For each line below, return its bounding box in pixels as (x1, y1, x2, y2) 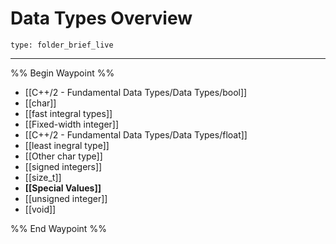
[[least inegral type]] (24, 139, 110, 151)
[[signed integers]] (24, 160, 103, 172)
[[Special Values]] (24, 182, 102, 194)
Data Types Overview (10, 7, 193, 30)
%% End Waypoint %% (10, 222, 107, 234)
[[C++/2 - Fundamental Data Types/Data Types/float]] (24, 128, 248, 141)
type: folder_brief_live (10, 40, 114, 50)
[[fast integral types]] (24, 107, 113, 119)
